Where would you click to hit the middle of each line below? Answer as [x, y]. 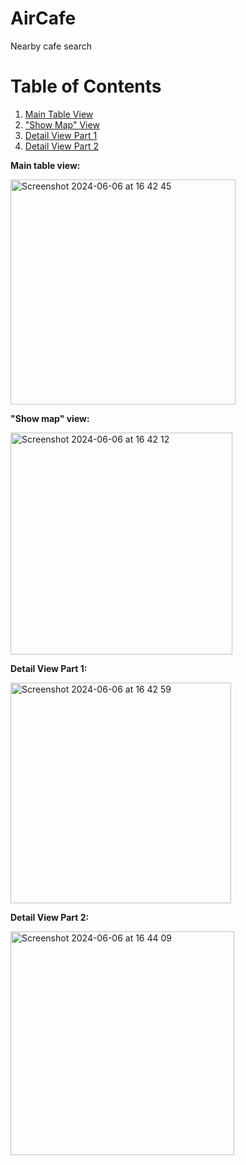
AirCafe [43, 18]
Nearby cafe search [51, 46]
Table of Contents [86, 86]
